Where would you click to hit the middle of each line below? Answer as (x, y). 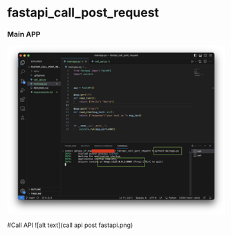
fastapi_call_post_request (83, 13)
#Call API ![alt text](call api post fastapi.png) (70, 225)
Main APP (24, 35)
